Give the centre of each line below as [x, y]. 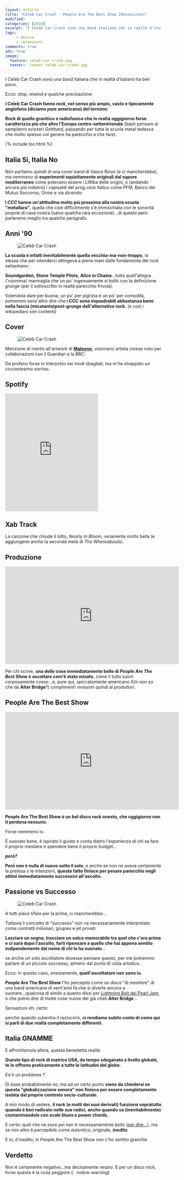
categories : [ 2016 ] [25, 24]
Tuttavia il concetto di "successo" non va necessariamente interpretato [78, 923]
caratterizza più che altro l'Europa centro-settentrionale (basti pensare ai [82, 124]
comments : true [21, 47]
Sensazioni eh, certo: [27, 1008]
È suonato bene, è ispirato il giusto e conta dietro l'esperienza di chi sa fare [82, 841]
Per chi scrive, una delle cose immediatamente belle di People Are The [79, 671]
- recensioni [30, 42]
